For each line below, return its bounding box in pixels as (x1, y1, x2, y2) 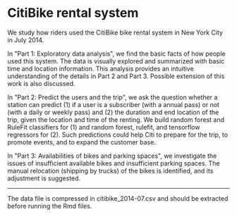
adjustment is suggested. (7, 174, 81, 182)
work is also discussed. (7, 79, 75, 87)
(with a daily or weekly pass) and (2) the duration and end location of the (7, 108, 219, 116)
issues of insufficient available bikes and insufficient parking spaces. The (7, 159, 220, 167)
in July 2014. (7, 35, 44, 44)
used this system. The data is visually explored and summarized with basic (7, 56, 225, 65)
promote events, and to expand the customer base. (7, 137, 157, 146)
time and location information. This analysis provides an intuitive (7, 64, 194, 73)
